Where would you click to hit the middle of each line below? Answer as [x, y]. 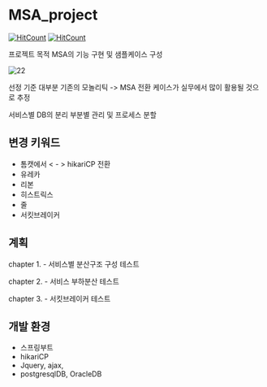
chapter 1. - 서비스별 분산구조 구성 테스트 [74, 264]
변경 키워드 [34, 143]
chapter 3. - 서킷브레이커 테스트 [60, 298]
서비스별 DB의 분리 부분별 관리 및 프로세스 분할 [82, 115]
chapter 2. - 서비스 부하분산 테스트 [64, 281]
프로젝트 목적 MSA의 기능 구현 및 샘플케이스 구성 [86, 54]
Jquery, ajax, [42, 365]
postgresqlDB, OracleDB [61, 374]
